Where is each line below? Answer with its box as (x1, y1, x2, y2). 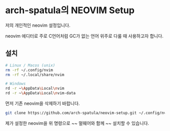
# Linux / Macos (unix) (5, 62, 56, 68)
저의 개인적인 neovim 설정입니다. (5, 22, 71, 28)
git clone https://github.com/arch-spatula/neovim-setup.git (5, 110, 137, 115)
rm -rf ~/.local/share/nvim (5, 72, 65, 77)
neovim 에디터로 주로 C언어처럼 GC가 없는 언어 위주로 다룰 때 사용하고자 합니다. (5, 33, 163, 39)
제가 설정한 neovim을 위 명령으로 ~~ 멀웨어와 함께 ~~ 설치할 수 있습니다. (5, 120, 149, 126)
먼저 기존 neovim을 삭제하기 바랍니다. (5, 100, 80, 106)
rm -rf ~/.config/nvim (5, 68, 53, 73)
